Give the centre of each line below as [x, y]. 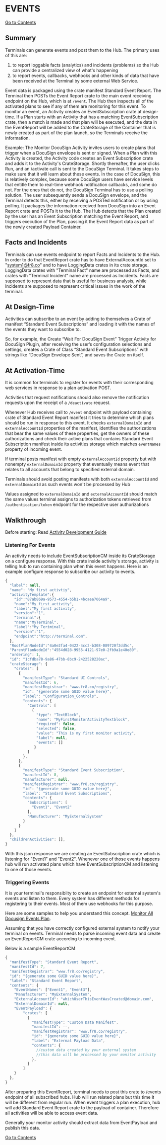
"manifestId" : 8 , [41, 775]
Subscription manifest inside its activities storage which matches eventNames [83, 444]
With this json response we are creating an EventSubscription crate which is [83, 854]
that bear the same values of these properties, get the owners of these [77, 433]
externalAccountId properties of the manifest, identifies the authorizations [81, 428]
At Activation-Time [35, 370]
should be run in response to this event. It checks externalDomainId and [78, 423]
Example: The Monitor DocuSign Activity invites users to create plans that [80, 148]
